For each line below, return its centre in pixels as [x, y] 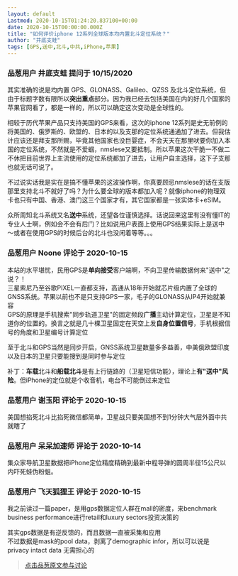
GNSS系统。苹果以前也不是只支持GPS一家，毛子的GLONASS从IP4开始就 [113, 296]
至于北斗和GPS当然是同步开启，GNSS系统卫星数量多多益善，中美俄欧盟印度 [119, 347]
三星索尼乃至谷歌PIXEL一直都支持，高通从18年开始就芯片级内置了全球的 [112, 288]
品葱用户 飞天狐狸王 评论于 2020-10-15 [74, 492]
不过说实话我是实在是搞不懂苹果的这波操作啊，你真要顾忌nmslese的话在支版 [119, 183]
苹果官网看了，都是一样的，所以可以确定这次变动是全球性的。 [97, 108]
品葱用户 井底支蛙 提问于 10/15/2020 [70, 73]
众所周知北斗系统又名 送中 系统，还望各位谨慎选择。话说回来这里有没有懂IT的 [119, 215]
